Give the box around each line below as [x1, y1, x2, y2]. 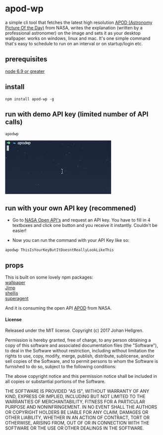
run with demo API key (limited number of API [5, 110, 149, 118]
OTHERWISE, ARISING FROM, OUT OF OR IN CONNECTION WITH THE [5, 420, 150, 426]
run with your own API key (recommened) [5, 204, 136, 212]
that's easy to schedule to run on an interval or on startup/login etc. [5, 40, 143, 46]
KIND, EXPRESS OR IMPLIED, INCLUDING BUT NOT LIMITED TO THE [5, 394, 146, 400]
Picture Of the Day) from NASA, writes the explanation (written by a [5, 24, 143, 30]
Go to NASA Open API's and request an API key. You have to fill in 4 [12, 217, 151, 223]
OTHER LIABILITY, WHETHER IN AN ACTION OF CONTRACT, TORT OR [5, 415, 150, 421]
